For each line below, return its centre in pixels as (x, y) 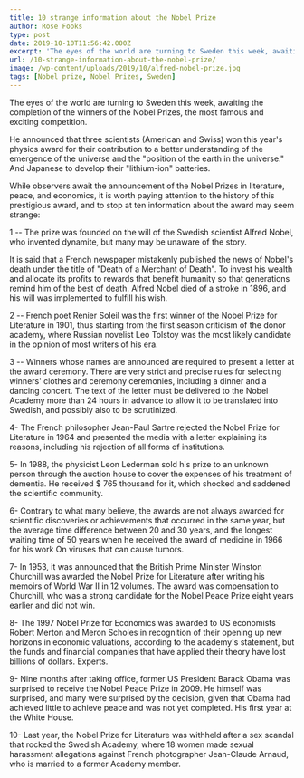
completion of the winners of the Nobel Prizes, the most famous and (137, 112)
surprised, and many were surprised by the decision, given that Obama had (150, 697)
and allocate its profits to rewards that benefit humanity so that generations (150, 278)
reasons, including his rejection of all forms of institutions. (117, 447)
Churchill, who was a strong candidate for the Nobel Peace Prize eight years (152, 595)
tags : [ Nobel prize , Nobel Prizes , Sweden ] (93, 77)
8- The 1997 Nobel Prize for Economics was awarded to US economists (142, 622)
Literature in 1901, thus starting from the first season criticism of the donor (148, 325)
